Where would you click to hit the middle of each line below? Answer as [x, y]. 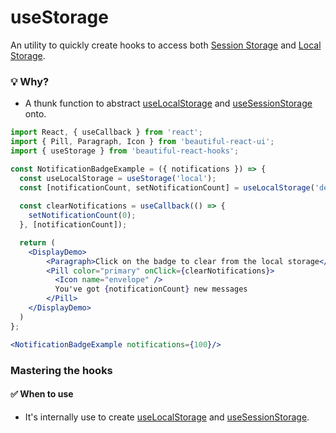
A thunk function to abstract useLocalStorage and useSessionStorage [168, 103]
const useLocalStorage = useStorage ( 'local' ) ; [118, 178]
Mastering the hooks [61, 370]
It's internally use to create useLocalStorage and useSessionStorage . [167, 417]
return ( [37, 242]
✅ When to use [42, 394]
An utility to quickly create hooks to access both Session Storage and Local [166, 45]
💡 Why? [30, 81]
